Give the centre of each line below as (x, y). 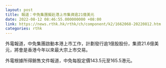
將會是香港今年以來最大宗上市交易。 (52, 50)
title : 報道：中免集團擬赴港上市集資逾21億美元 (50, 15)
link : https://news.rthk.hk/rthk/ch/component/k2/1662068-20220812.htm (83, 24)
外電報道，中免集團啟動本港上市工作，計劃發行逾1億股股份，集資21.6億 (80, 44)
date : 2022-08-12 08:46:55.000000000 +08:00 (53, 19)
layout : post (19, 10)
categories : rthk (24, 29)
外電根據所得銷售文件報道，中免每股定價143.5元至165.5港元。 (70, 60)
